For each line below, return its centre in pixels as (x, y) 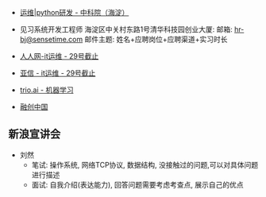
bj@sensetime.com (51, 39)
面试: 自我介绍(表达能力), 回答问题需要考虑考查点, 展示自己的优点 (137, 184)
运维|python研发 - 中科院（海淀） (74, 12)
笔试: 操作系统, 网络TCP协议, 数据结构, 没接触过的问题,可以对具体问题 (145, 164)
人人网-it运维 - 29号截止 (59, 56)
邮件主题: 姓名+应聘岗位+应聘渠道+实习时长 (156, 39)
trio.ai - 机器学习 (46, 90)
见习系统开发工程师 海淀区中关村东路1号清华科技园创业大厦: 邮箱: (126, 29)
